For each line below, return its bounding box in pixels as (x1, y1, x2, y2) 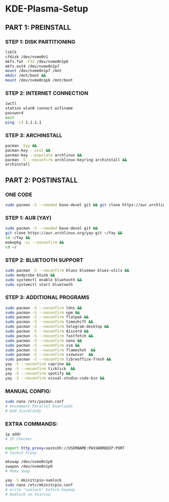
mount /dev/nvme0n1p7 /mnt (5, 69, 62, 74)
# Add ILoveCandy (5, 408, 42, 413)
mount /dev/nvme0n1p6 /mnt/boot (5, 78, 73, 83)
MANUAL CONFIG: (5, 388, 52, 395)
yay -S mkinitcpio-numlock (5, 478, 62, 483)
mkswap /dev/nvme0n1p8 (5, 459, 53, 464)
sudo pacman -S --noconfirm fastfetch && (5, 333, 94, 338)
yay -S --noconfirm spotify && (5, 371, 71, 376)
